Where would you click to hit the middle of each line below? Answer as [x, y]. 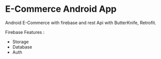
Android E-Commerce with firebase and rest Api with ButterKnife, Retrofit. [81, 23]
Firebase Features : [25, 32]
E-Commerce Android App [61, 9]
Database [22, 47]
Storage [20, 42]
